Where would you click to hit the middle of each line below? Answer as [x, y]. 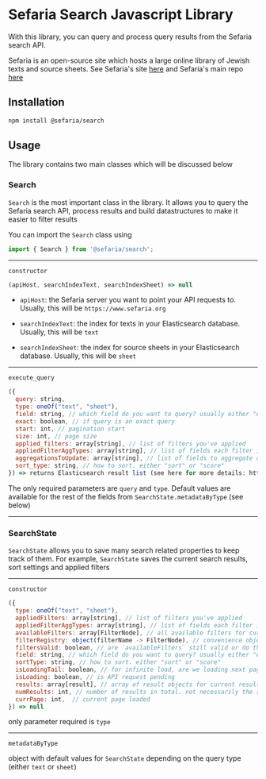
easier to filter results [43, 219]
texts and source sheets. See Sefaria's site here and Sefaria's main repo [126, 68]
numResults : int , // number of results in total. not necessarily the [134, 692]
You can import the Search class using [70, 234]
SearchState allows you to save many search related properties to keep [124, 550]
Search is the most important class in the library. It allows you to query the [128, 202]
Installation [36, 102]
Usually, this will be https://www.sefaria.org [93, 308]
